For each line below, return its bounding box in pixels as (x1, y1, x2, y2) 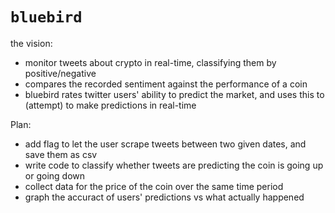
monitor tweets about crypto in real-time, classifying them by (24, 56, 277, 68)
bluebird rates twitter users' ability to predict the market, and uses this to (24, 88, 325, 100)
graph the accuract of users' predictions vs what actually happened (24, 191, 305, 203)
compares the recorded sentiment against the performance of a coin (24, 78, 308, 90)
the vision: (10, 37, 53, 49)
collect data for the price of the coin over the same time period (24, 180, 284, 192)
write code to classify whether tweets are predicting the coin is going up (24, 159, 324, 171)
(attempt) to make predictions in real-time (24, 99, 197, 111)
